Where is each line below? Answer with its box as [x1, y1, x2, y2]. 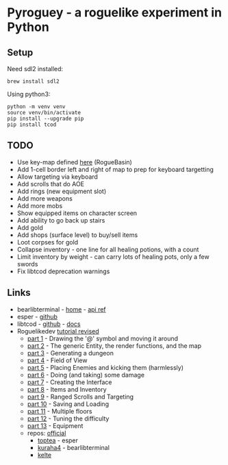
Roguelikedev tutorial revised [16, 327, 99, 335]
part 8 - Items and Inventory [27, 385, 107, 393]
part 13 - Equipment [27, 421, 84, 429]
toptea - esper [37, 436, 79, 444]
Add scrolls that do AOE [16, 179, 84, 188]
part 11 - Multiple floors [27, 407, 92, 415]
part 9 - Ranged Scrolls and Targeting [27, 392, 134, 401]
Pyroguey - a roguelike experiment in [7, 5, 223, 21]
